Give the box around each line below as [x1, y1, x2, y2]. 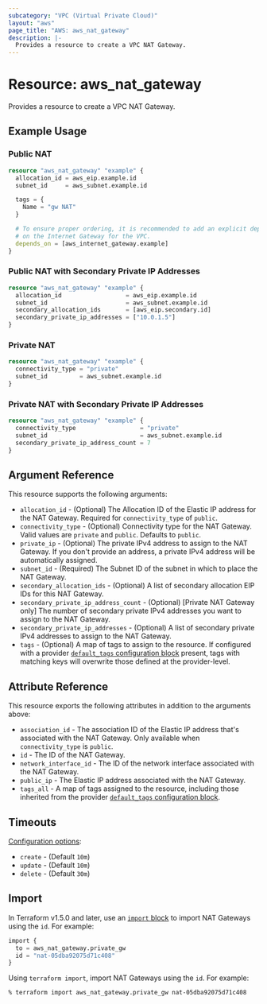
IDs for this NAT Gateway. [19, 589, 104, 599]
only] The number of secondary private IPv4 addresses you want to [19, 606, 242, 616]
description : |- [8, 33, 62, 42]
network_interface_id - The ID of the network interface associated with [19, 758, 254, 768]
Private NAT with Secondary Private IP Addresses [8, 398, 204, 409]
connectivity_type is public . [19, 742, 114, 751]
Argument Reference [8, 468, 114, 482]
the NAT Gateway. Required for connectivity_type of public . [19, 514, 219, 523]
